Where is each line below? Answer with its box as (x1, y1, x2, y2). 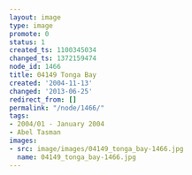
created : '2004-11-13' (9, 79, 93, 87)
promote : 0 (9, 29, 50, 38)
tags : (9, 111, 29, 120)
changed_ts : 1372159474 (9, 54, 97, 63)
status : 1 (9, 37, 46, 47)
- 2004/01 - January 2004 (9, 120, 104, 129)
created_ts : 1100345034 (9, 46, 97, 55)
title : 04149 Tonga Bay (9, 71, 97, 80)
